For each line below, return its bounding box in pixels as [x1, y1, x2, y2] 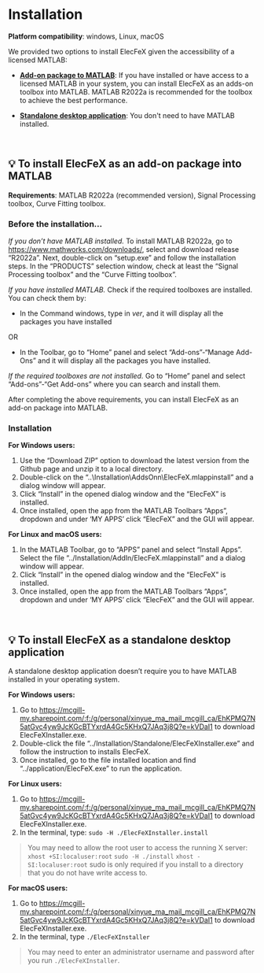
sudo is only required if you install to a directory [89, 860, 244, 869]
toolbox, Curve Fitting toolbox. [8, 198, 106, 208]
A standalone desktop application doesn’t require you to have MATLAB [8, 667, 237, 676]
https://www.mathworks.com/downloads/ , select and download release [8, 245, 240, 254]
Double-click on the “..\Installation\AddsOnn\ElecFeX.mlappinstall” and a [19, 472, 254, 482]
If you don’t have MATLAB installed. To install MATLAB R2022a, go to [8, 236, 233, 246]
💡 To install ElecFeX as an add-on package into [8, 157, 242, 171]
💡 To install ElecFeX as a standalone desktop [8, 633, 231, 646]
